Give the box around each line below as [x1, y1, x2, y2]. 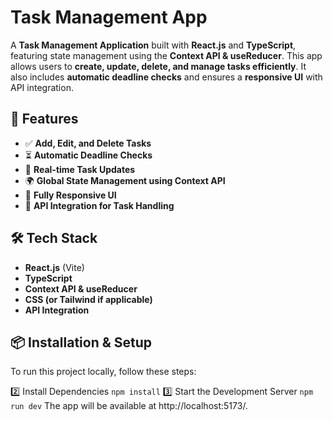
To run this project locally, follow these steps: [10, 366, 197, 378]
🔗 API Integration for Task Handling [24, 199, 175, 211]
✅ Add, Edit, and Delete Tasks [24, 137, 152, 149]
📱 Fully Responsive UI [24, 189, 117, 201]
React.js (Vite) [24, 261, 85, 273]
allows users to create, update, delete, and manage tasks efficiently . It [10, 60, 307, 72]
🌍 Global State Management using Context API [24, 174, 226, 186]
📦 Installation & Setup [10, 334, 153, 351]
